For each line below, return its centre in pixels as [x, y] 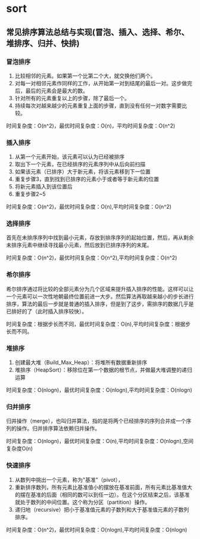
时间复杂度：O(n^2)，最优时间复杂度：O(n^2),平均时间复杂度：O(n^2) [92, 258]
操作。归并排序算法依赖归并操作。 [58, 429]
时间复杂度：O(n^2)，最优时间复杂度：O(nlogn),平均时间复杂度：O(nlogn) [97, 529]
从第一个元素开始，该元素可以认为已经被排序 [70, 157]
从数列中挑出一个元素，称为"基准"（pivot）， [69, 479]
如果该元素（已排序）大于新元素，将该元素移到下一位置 [82, 172]
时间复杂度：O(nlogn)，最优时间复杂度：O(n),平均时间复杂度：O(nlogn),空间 [100, 441]
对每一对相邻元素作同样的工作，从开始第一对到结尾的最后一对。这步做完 [103, 83]
